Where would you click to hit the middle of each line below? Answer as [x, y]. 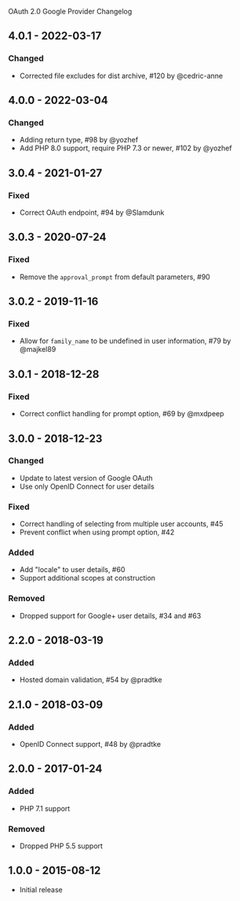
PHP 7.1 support [45, 808]
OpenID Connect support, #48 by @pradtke [90, 744]
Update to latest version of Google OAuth [86, 478]
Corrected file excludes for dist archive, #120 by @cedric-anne [121, 76]
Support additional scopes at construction [87, 578]
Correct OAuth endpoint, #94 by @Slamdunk [92, 212]
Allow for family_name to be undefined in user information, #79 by [125, 341]
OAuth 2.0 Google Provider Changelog [70, 11]
